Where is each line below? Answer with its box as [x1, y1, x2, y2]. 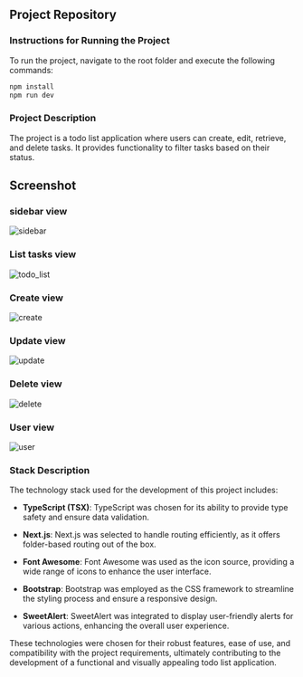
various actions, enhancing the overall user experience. [22, 620, 230, 632]
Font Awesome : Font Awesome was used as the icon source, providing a [22, 557, 295, 567]
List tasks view [9, 248, 77, 261]
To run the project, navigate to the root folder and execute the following [9, 54, 276, 66]
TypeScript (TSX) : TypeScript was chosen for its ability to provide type [22, 502, 289, 513]
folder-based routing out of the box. [22, 539, 156, 550]
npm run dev [9, 91, 54, 100]
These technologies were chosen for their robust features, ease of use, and [9, 638, 291, 649]
